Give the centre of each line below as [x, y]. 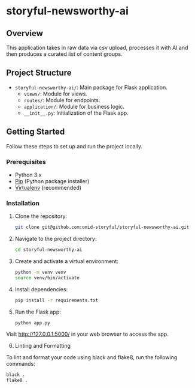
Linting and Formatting [42, 346]
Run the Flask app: [38, 312]
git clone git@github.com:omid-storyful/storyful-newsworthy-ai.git [102, 227]
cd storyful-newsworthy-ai [48, 250]
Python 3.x [28, 175]
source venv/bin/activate [47, 277]
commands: [21, 364]
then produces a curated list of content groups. [64, 54]
